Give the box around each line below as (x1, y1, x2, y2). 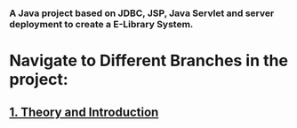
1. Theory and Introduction (9, 104, 159, 119)
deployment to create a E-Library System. (9, 18, 194, 30)
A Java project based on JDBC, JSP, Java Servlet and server (9, 7, 275, 19)
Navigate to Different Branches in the (9, 51, 289, 71)
